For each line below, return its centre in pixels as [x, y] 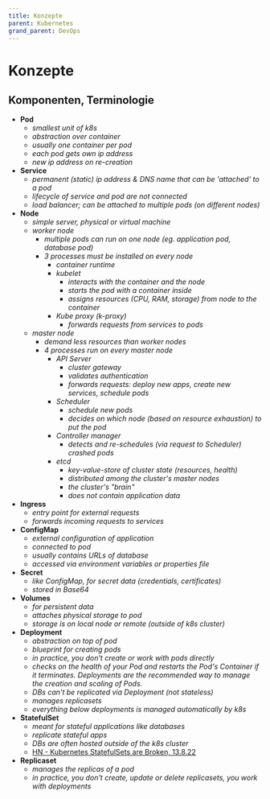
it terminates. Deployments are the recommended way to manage [141, 675]
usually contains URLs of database [90, 555]
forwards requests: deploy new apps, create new [149, 385]
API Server [74, 359]
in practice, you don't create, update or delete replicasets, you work [145, 778]
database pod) [69, 248]
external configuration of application [93, 538]
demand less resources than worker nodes [115, 342]
